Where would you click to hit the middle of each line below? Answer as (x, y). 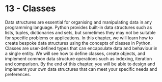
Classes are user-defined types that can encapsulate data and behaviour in (81, 48)
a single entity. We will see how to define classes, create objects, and (75, 53)
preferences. (18, 74)
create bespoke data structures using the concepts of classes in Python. (79, 43)
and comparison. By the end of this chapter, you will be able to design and (80, 64)
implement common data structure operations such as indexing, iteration (79, 58)
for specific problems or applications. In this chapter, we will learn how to (79, 38)
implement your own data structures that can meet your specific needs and (81, 69)
